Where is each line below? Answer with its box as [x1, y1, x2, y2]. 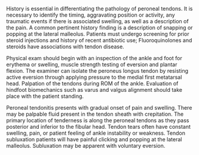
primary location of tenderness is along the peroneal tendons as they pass [6, 117, 189, 124]
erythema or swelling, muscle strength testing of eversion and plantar [6, 61, 177, 68]
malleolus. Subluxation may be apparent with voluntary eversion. [6, 142, 166, 149]
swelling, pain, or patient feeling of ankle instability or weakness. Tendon [6, 129, 185, 137]
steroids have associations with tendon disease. [6, 43, 124, 50]
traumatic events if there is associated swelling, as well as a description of [6, 18, 189, 24]
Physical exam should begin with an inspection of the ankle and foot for [6, 55, 182, 61]
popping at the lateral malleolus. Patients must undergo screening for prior [6, 30, 189, 38]
